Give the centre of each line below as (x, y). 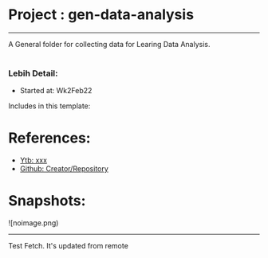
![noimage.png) (33, 223)
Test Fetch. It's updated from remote (69, 246)
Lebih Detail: (33, 73)
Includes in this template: (49, 106)
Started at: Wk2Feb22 (56, 91)
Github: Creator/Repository (64, 169)
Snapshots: (47, 201)
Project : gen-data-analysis (101, 15)
